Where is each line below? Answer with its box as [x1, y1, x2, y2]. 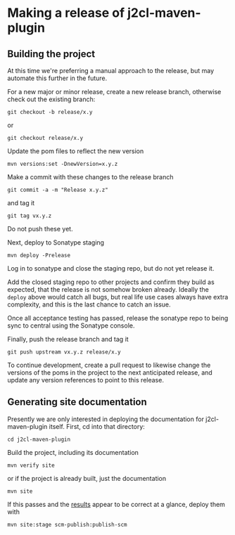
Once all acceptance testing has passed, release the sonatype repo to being [7, 314, 229, 322]
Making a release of [7, 5, 125, 21]
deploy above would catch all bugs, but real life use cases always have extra [7, 293, 229, 301]
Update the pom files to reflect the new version [7, 147, 144, 155]
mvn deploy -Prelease [7, 252, 71, 259]
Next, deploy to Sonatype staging [7, 238, 104, 247]
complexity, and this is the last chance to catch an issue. [7, 300, 171, 309]
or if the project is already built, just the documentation [7, 474, 167, 482]
